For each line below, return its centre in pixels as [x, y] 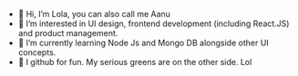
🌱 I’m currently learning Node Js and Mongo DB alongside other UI [143, 43]
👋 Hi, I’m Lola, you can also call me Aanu [94, 14]
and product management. [68, 33]
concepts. [37, 52]
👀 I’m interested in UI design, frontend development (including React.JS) [154, 24]
